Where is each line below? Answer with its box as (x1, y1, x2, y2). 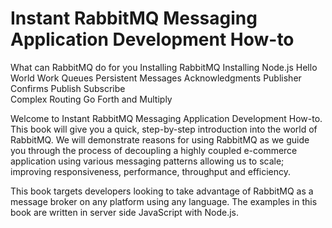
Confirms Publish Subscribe (10, 82, 126, 94)
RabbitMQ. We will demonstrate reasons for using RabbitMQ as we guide (10, 133, 310, 146)
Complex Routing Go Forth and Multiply (10, 93, 173, 105)
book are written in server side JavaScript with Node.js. (10, 206, 240, 218)
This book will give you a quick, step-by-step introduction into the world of (10, 123, 318, 135)
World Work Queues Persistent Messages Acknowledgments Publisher (10, 72, 302, 84)
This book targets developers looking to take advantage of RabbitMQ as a (10, 185, 314, 197)
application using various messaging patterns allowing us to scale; (10, 155, 285, 167)
